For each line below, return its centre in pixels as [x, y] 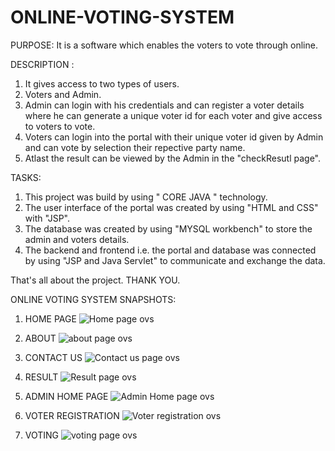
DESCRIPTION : [42, 64]
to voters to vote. [60, 126]
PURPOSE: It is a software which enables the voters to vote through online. [164, 45]
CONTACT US [53, 357]
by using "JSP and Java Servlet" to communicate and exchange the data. [175, 260]
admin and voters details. [77, 239]
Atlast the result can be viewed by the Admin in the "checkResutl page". [172, 158]
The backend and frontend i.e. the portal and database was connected [170, 250]
